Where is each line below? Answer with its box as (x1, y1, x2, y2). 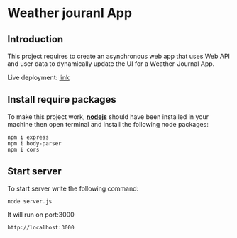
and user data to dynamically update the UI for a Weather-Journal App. (7, 59, 215, 68)
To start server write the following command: (7, 184, 139, 193)
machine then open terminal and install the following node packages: (7, 120, 209, 128)
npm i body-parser (7, 140, 62, 147)
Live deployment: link (7, 73, 70, 81)
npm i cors (7, 146, 40, 153)
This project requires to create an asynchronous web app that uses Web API (7, 52, 231, 60)
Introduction (7, 33, 64, 45)
